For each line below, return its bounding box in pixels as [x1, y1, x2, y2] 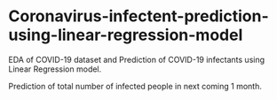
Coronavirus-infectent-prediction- [8, 6, 269, 27]
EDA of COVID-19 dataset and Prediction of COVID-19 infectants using [8, 54, 265, 65]
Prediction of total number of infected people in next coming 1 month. [8, 81, 263, 91]
